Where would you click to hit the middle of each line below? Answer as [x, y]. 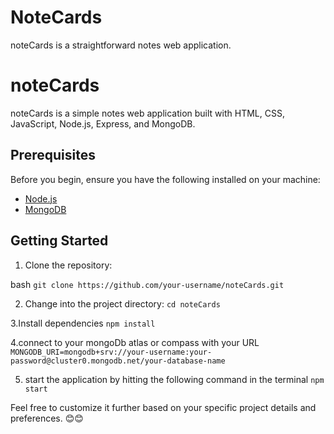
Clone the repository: [68, 265]
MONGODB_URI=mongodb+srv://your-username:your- [111, 352]
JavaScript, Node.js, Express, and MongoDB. [103, 123]
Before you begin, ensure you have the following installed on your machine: [165, 179]
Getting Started [59, 241]
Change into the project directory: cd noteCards [122, 303]
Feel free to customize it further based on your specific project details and [163, 407]
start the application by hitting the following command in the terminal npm [174, 379]
